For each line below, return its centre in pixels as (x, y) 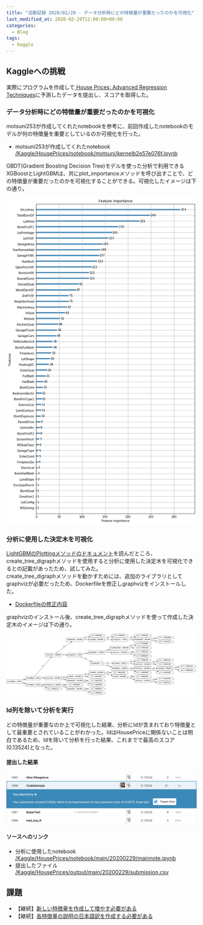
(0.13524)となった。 (31, 747)
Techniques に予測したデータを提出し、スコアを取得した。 (79, 94)
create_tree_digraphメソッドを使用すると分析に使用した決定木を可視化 (95, 561)
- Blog (20, 32)
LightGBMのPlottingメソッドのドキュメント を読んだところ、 (81, 553)
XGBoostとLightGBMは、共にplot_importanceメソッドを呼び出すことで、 (97, 174)
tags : (13, 38)
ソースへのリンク (27, 837)
